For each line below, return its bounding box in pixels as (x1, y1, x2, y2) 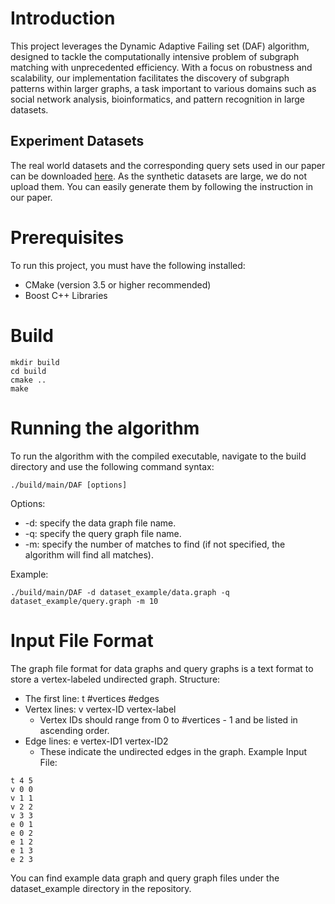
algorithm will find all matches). (24, 548, 154, 561)
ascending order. (39, 724, 110, 736)
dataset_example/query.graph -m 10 (10, 596, 159, 606)
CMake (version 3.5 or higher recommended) (24, 278, 212, 291)
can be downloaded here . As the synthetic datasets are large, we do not (10, 170, 308, 182)
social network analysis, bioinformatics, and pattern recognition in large (10, 93, 306, 105)
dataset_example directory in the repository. (10, 882, 192, 894)
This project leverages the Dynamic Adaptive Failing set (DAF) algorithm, (10, 40, 310, 52)
